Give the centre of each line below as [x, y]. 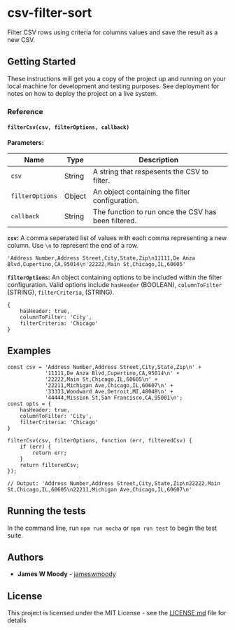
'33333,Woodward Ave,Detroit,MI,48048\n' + [109, 391]
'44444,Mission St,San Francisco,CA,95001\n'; [114, 398]
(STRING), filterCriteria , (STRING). [61, 292]
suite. [15, 535]
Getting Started [42, 62]
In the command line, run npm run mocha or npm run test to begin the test [112, 528]
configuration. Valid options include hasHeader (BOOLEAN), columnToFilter [115, 284]
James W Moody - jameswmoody [67, 574]
